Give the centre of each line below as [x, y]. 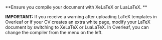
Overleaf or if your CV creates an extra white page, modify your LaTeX [78, 22]
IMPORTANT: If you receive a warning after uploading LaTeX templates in [81, 17]
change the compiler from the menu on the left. [54, 32]
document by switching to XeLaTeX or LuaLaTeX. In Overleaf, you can [77, 27]
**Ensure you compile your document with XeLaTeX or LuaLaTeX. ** [76, 7]
